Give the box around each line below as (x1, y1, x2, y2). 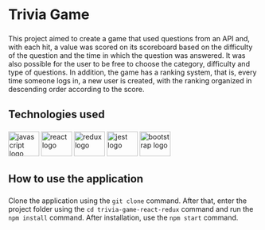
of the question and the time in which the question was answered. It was (8, 51, 246, 60)
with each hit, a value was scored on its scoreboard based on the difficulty (8, 42, 253, 52)
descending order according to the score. (8, 85, 145, 94)
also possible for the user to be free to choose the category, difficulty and (8, 59, 251, 69)
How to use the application (8, 172, 144, 186)
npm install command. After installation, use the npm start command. (8, 213, 239, 222)
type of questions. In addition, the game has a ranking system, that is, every (8, 67, 257, 77)
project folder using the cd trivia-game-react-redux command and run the (8, 204, 254, 213)
